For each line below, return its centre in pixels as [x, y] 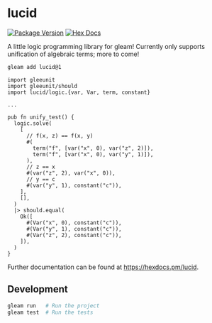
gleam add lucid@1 [34, 67]
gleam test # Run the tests [50, 312]
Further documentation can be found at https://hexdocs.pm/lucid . [103, 267]
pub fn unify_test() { [41, 117]
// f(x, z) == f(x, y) [60, 136]
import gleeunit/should [43, 86]
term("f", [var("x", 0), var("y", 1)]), [93, 154]
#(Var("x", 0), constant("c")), [74, 223]
